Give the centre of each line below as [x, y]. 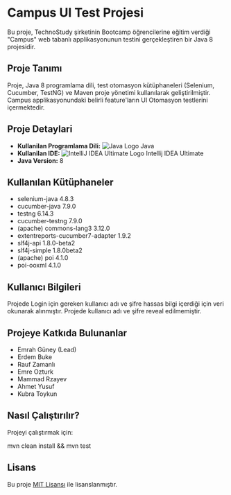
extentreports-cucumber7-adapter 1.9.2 [74, 236]
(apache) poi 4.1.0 [43, 258]
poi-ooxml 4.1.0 [39, 266]
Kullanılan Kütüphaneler [60, 182]
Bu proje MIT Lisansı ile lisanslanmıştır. [62, 484]
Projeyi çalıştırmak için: [40, 432]
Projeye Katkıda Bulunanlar [67, 333]
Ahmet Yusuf [36, 387]
